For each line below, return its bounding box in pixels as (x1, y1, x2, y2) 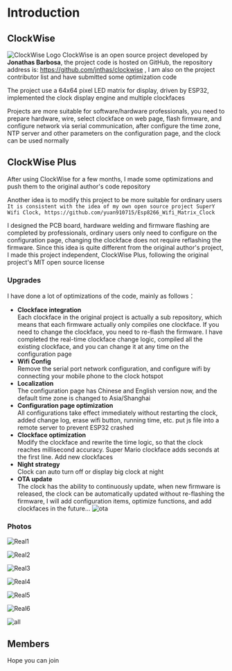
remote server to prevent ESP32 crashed (17, 424, 134, 432)
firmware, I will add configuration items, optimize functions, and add (17, 497, 212, 506)
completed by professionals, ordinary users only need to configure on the (7, 229, 217, 237)
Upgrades (7, 275, 42, 285)
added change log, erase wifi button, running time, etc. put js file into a (17, 416, 220, 424)
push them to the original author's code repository (7, 182, 151, 190)
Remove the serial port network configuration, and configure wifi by (17, 365, 211, 373)
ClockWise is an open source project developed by (62, 51, 208, 59)
